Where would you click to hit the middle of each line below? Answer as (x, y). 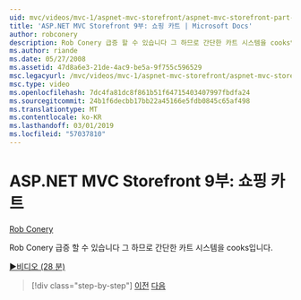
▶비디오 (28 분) (37, 266)
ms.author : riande (43, 51)
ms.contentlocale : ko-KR (56, 117)
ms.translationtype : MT (54, 109)
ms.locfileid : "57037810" (57, 134)
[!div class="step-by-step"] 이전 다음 (98, 285)
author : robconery (43, 34)
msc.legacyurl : (38, 76)
